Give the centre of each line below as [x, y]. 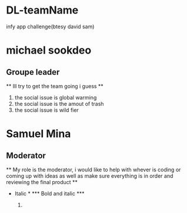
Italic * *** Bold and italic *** [49, 193]
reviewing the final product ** [42, 182]
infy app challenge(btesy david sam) [50, 26]
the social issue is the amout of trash [59, 104]
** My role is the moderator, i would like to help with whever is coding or [93, 169]
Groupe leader [33, 72]
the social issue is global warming [56, 97]
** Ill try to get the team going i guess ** [55, 86]
